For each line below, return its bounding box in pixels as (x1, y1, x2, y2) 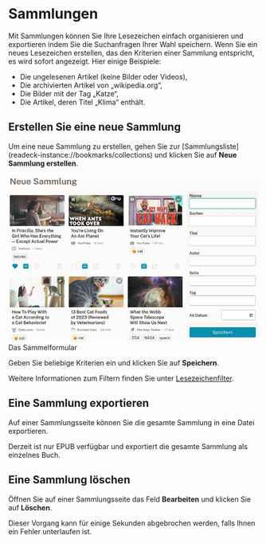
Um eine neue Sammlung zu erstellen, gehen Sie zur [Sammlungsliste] (8, 141, 239, 151)
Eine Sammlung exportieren (8, 397, 150, 410)
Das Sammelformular (8, 342, 77, 352)
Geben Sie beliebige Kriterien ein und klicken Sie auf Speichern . (8, 357, 220, 367)
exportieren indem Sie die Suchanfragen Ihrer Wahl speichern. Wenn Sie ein (8, 39, 258, 49)
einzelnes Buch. (8, 450, 61, 459)
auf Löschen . (8, 502, 53, 512)
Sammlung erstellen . (8, 158, 79, 168)
